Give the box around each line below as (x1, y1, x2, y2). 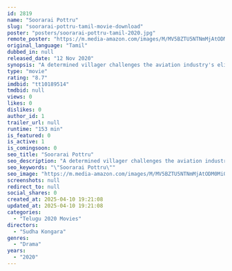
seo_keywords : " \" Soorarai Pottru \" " (7, 163, 116, 171)
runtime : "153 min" (7, 126, 64, 132)
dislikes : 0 (7, 106, 41, 113)
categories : (7, 209, 41, 216)
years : (7, 248, 26, 254)
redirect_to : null (7, 183, 60, 190)
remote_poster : (7, 36, 51, 43)
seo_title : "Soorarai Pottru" (7, 151, 95, 159)
